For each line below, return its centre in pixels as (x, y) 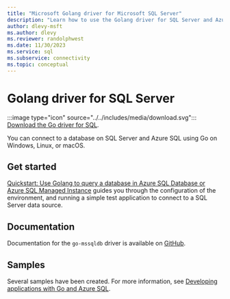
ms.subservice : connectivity (49, 58)
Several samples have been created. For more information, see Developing (112, 281)
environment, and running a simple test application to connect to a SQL (107, 198)
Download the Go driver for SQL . (53, 125)
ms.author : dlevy (32, 33)
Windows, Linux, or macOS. (46, 145)
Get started (32, 166)
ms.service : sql (30, 52)
